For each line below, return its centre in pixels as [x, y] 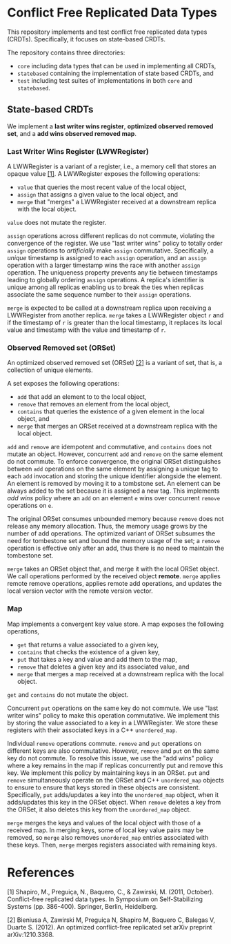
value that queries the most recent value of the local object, [102, 187]
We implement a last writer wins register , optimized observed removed [110, 126]
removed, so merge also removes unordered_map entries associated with [108, 837]
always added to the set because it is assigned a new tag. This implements [113, 491]
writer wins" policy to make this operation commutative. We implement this [113, 715]
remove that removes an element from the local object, [93, 404]
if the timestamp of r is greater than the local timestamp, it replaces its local [115, 323]
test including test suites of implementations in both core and [105, 80]
